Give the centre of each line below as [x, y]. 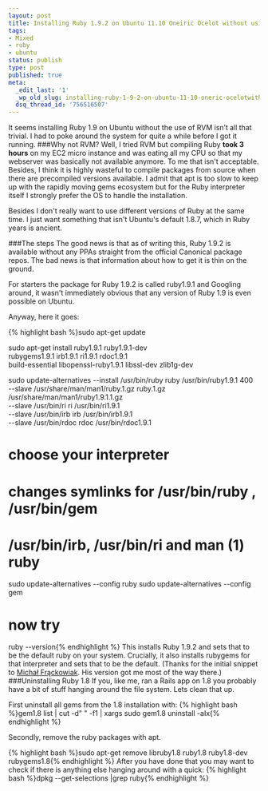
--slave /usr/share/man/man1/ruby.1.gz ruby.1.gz [87, 389]
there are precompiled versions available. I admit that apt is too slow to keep [134, 179]
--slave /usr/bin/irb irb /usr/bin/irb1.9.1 [71, 414]
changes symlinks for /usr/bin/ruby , [132, 491]
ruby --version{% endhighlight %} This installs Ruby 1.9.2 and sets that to [129, 647]
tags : [17, 30]
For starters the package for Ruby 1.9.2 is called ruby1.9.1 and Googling [125, 284]
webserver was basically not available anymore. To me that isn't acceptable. [134, 161]
